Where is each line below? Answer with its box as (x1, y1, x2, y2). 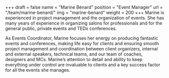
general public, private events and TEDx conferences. (5, 25, 117, 31)
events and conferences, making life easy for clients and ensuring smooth (5, 40, 159, 46)
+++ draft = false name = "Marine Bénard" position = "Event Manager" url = (5, 4, 163, 10)
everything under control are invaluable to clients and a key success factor (5, 62, 160, 67)
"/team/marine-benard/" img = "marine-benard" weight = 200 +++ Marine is (5, 9, 164, 15)
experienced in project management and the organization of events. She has (5, 15, 164, 20)
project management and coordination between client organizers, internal (5, 46, 158, 51)
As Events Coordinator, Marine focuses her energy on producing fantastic (5, 35, 158, 41)
